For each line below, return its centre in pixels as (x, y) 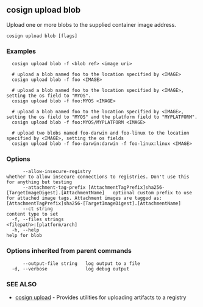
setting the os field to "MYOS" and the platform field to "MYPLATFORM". (102, 117)
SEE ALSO (22, 284)
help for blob (24, 236)
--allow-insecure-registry (57, 172)
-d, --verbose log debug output (71, 269)
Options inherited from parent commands (69, 251)
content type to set (33, 214)
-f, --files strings (38, 220)
